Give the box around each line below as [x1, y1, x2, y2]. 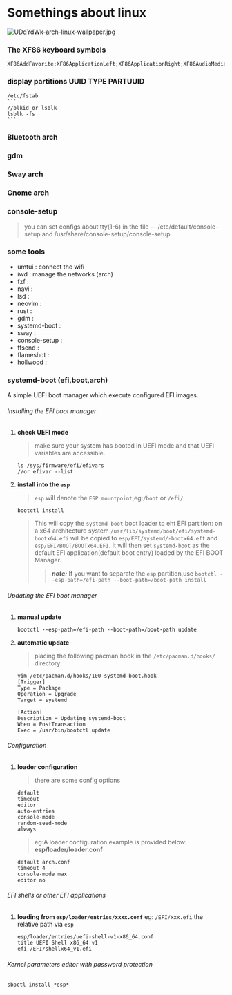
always [17, 826, 37, 833]
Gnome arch [7, 188, 50, 198]
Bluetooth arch [7, 133, 58, 142]
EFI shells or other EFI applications [7, 891, 106, 900]
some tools [7, 247, 46, 256]
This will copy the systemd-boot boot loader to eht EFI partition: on [34, 520, 222, 528]
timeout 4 [17, 864, 46, 871]
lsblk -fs [7, 111, 36, 117]
